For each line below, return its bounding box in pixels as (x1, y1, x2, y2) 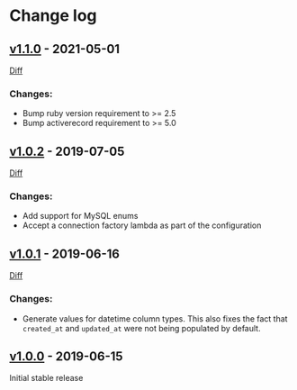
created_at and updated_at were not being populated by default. (22, 322, 261, 333)
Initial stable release (9, 373, 84, 384)
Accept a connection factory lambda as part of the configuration (22, 220, 262, 231)
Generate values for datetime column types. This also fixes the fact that (22, 313, 288, 324)
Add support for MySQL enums (22, 211, 139, 222)
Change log (9, 5, 97, 26)
